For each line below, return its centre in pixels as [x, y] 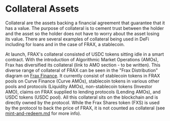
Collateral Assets [42, 9]
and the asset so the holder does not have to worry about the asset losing [82, 33]
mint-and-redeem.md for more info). [43, 113]
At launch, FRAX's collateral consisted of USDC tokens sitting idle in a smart [84, 54]
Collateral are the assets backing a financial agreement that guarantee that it [85, 23]
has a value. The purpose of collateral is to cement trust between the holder [84, 28]
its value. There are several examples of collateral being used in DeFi [77, 39]
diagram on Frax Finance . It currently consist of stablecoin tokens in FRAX [83, 75]
